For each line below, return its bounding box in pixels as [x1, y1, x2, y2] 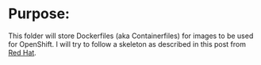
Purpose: [8, 5, 70, 23]
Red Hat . [8, 48, 37, 57]
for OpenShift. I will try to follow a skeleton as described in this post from [8, 39, 246, 48]
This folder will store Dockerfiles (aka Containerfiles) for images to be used [8, 31, 254, 40]
